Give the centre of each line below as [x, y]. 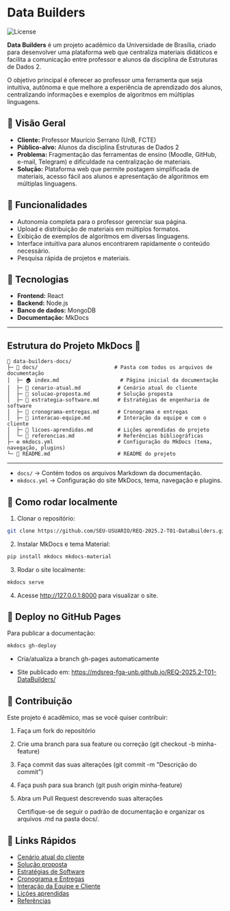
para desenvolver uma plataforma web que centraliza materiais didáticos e [112, 52]
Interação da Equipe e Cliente [59, 886]
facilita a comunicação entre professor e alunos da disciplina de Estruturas [112, 59]
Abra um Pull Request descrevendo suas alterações [90, 799]
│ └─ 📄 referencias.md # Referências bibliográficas [105, 436]
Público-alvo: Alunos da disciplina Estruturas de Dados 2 [98, 147]
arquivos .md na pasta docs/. [58, 819]
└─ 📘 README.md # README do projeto [91, 454]
